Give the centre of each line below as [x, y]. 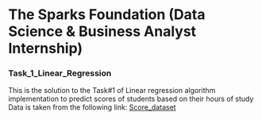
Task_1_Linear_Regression [60, 73]
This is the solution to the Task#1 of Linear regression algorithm [112, 91]
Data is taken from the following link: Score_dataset [92, 107]
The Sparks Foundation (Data [107, 15]
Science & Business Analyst [102, 31]
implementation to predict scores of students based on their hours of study [131, 99]
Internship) [46, 48]
